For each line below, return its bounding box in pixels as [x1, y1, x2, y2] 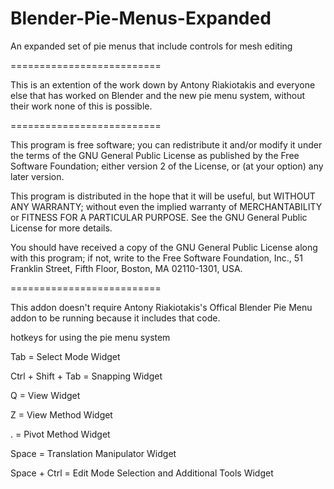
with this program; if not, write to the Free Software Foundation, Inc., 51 [10, 252, 303, 264]
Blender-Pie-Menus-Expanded [10, 7, 272, 30]
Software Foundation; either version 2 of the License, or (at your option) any [10, 160, 324, 172]
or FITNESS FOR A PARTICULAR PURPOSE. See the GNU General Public [10, 211, 308, 223]
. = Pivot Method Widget [10, 428, 111, 440]
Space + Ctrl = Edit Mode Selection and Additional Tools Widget [10, 467, 274, 479]
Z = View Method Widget [10, 408, 113, 421]
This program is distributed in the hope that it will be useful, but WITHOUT [10, 190, 316, 202]
